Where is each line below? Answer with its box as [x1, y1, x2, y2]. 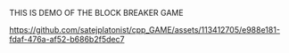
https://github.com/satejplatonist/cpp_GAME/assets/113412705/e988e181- [9, 25, 281, 34]
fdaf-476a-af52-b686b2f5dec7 [9, 34, 125, 44]
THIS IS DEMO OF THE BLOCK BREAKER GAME [9, 8, 185, 18]
